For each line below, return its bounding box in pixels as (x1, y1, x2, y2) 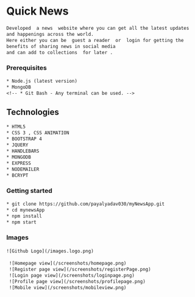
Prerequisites (6, 63, 47, 72)
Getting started (6, 186, 53, 195)
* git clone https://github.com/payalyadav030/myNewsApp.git (6, 201, 165, 208)
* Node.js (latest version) (6, 78, 78, 85)
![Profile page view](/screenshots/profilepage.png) (9, 278, 146, 284)
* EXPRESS (6, 160, 32, 167)
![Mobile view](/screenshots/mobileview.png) (9, 284, 127, 290)
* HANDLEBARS (6, 148, 40, 155)
